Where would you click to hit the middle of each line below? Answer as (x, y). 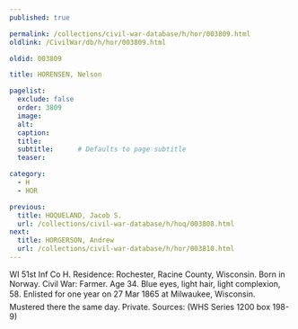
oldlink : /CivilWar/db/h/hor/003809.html (88, 42)
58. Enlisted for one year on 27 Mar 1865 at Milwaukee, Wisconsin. (132, 294)
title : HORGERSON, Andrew (66, 240)
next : (19, 232)
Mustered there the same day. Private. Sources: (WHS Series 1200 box (140, 307)
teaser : (32, 158)
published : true (39, 18)
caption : (34, 133)
